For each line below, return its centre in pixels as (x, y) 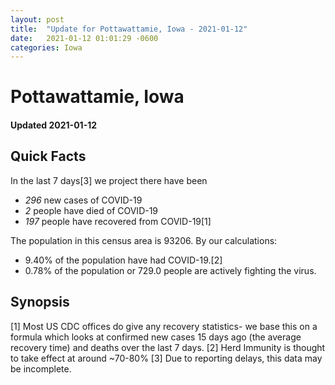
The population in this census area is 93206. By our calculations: (144, 240)
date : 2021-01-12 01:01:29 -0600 (84, 38)
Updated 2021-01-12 (54, 125)
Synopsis (40, 302)
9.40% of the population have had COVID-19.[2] (123, 260)
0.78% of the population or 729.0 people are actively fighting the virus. (170, 270)
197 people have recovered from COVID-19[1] (118, 221)
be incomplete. (41, 368)
